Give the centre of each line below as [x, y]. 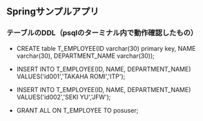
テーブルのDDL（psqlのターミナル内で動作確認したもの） [102, 33]
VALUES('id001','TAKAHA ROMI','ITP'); [71, 76]
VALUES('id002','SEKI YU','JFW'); [64, 97]
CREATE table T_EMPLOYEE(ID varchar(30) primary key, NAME [106, 48]
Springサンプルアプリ [53, 12]
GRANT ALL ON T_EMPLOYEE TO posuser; [77, 110]
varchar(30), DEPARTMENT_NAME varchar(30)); [85, 56]
